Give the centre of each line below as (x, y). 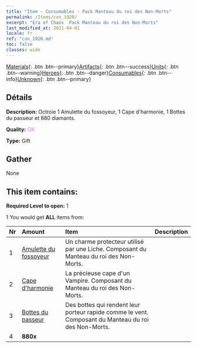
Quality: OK (21, 129)
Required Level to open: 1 (37, 206)
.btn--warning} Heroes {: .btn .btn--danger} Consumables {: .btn (81, 73)
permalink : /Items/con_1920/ (42, 17)
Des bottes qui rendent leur (103, 305)
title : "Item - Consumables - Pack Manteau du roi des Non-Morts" (89, 11)
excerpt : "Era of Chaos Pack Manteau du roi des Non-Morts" (82, 22)
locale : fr (19, 34)
